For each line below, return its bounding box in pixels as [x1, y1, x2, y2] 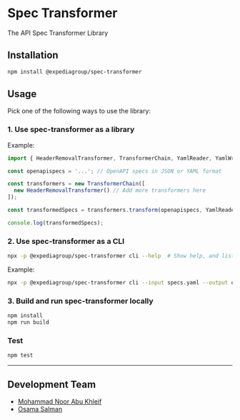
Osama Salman [17, 404, 63, 413]
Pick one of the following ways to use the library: [7, 107, 151, 116]
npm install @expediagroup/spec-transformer [7, 68, 142, 76]
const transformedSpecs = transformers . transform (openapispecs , [7, 207, 203, 214]
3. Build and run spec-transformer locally [7, 296, 154, 306]
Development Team [7, 378, 96, 390]
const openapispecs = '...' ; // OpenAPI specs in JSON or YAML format [7, 168, 222, 175]
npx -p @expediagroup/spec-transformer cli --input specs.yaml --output [7, 280, 229, 287]
